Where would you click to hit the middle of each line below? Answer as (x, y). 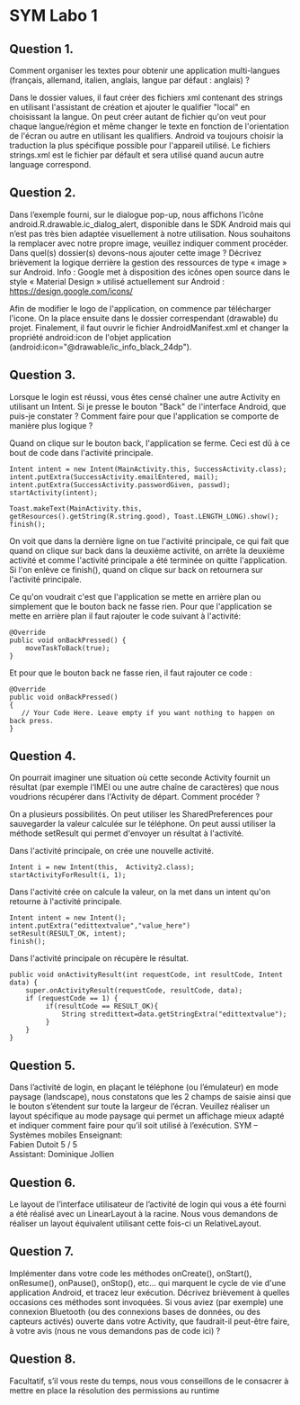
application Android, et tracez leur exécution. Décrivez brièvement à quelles (150, 1292)
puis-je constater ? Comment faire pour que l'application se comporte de (144, 416)
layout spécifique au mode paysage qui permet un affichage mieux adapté (147, 1116)
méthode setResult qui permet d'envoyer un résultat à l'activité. (127, 833)
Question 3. (43, 375)
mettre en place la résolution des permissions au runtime (115, 1390)
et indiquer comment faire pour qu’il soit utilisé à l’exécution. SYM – (134, 1126)
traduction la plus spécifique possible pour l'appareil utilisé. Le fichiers (140, 145)
